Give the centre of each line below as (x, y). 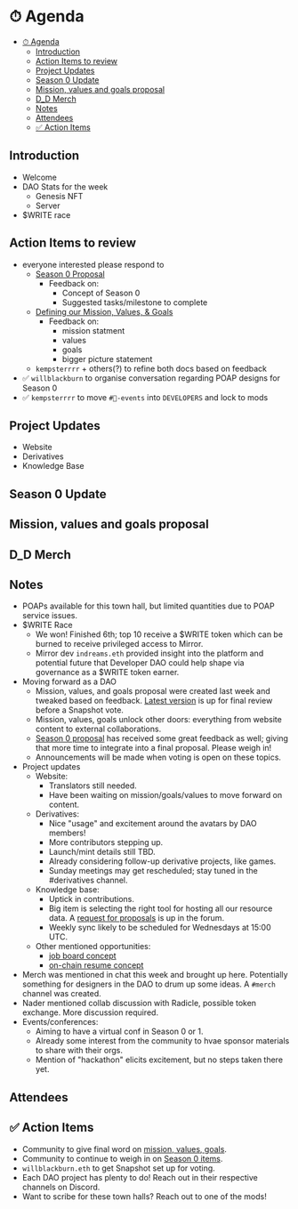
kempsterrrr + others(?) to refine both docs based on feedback (151, 368)
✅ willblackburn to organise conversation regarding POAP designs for (151, 378)
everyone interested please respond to (93, 264)
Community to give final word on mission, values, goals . (124, 1149)
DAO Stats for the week (65, 186)
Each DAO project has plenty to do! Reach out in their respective (140, 1177)
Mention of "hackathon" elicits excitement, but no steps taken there (159, 1060)
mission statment (93, 330)
